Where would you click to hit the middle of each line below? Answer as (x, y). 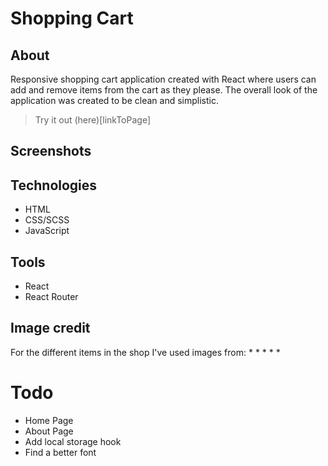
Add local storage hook (73, 441)
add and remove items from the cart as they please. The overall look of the (164, 90)
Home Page (49, 420)
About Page (49, 431)
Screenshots (51, 151)
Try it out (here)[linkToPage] (93, 120)
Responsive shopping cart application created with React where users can (163, 79)
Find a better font (60, 452)
